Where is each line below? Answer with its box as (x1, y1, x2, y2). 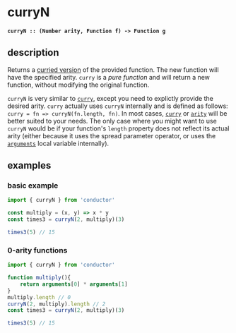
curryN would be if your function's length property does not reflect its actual (7, 124, 230, 133)
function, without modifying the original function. (7, 80, 150, 89)
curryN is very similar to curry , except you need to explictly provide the (7, 94, 213, 102)
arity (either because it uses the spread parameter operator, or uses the (7, 131, 216, 140)
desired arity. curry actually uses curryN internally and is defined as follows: (7, 102, 228, 110)
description (7, 47, 59, 59)
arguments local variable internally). (7, 139, 110, 147)
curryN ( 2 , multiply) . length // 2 (7, 301, 106, 308)
